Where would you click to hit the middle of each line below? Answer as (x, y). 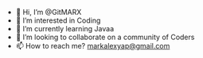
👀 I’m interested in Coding (58, 20)
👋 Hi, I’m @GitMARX (49, 12)
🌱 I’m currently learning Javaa (64, 29)
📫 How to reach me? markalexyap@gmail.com (93, 46)
